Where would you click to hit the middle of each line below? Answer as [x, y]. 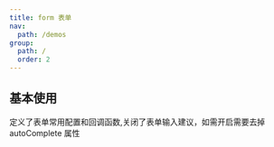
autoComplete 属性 [45, 133]
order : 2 [34, 60]
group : [22, 43]
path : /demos [42, 34]
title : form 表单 [41, 18]
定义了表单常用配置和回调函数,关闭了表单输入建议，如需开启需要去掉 [137, 122]
